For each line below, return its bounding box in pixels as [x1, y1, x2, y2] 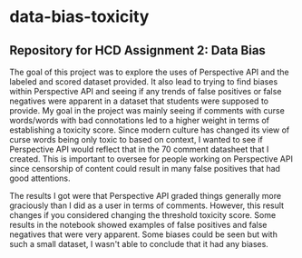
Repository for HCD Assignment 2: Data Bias [9, 43, 266, 58]
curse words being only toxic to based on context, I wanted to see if [9, 134, 263, 144]
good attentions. [9, 173, 71, 184]
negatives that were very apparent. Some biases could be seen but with [9, 229, 278, 240]
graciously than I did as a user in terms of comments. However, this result [9, 200, 284, 211]
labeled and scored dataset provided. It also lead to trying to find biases [9, 76, 278, 87]
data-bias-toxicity [9, 6, 150, 27]
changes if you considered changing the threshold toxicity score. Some [9, 210, 277, 220]
